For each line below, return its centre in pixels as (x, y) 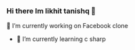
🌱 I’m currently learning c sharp (61, 39)
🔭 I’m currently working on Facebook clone (67, 26)
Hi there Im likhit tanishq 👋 (51, 11)
